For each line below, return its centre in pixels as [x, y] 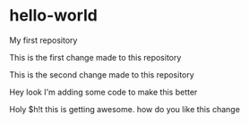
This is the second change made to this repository [102, 74]
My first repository [43, 40]
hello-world [54, 16]
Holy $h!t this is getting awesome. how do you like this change [124, 109]
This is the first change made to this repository [95, 57]
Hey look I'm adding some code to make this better [103, 92]
